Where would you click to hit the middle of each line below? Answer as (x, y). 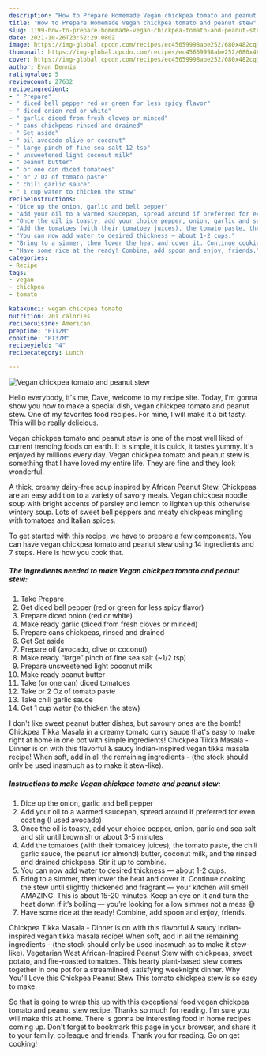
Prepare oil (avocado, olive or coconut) (84, 649)
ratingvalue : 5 (34, 74)
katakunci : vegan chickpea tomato (66, 309)
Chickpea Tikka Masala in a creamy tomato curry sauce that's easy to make (132, 731)
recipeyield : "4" (37, 346)
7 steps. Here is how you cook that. (66, 552)
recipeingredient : (39, 89)
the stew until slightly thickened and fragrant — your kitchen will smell (134, 887)
